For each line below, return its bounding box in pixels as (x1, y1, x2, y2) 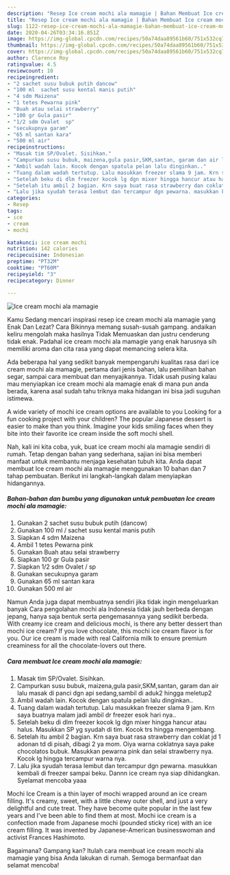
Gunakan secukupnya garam (16, 570, 99, 578)
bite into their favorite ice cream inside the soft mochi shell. (7, 429, 175, 437)
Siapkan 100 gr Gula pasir (16, 556, 90, 564)
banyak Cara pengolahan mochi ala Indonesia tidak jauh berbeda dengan (7, 605, 214, 613)
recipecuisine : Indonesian (7, 251, 84, 259)
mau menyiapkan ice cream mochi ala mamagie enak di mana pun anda (7, 380, 209, 388)
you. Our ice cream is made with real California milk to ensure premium (7, 634, 207, 643)
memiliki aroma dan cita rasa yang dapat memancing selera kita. (7, 344, 188, 353)
